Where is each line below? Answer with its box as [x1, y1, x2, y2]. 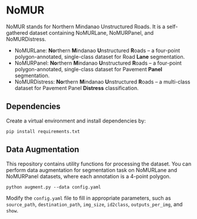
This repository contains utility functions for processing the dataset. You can [6, 160, 192, 167]
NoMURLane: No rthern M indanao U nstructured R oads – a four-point [14, 47, 181, 54]
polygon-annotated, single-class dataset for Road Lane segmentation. [14, 53, 185, 60]
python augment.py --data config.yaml [6, 184, 101, 190]
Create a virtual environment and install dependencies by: [6, 117, 146, 124]
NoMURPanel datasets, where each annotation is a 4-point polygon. [6, 172, 171, 180]
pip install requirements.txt [6, 128, 81, 134]
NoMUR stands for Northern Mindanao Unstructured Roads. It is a [6, 23, 166, 30]
